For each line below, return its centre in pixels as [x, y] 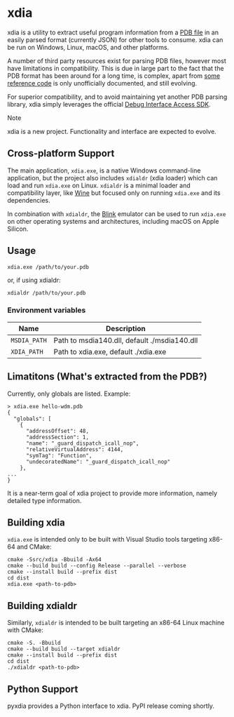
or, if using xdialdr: [34, 280]
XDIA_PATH [27, 351]
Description [126, 328]
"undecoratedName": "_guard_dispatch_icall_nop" [98, 462]
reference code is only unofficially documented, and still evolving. [102, 83]
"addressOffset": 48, [57, 431]
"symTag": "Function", [59, 455]
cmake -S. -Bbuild [34, 643]
